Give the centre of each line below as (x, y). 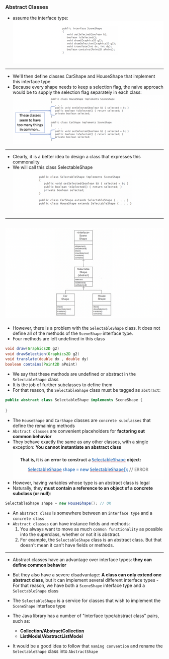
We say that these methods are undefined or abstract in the (74, 374)
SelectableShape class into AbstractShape (55, 651)
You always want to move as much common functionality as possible (91, 529)
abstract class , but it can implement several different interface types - (86, 580)
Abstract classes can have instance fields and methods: (71, 523)
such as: (21, 621)
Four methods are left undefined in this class (59, 338)
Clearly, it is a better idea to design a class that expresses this (76, 156)
